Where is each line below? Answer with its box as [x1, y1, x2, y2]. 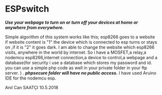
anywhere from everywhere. [5, 24, 64, 30]
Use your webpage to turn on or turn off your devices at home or [5, 19, 138, 25]
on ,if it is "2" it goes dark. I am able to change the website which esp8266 [5, 44, 155, 50]
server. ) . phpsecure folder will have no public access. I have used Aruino [5, 70, 157, 76]
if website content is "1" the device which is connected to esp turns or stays [5, 39, 157, 45]
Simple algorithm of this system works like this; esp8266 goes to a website [5, 34, 155, 40]
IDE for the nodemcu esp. [5, 75, 56, 81]
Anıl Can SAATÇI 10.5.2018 [5, 84, 58, 90]
